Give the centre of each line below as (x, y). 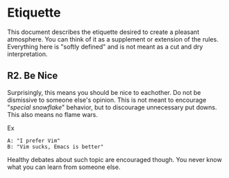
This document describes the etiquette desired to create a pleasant (103, 32)
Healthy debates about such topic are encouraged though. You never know (114, 159)
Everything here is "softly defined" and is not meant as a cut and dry (105, 46)
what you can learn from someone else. (64, 167)
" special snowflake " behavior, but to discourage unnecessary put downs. (112, 107)
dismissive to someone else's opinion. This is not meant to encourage (107, 100)
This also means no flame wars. (53, 114)
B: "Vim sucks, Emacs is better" (56, 147)
